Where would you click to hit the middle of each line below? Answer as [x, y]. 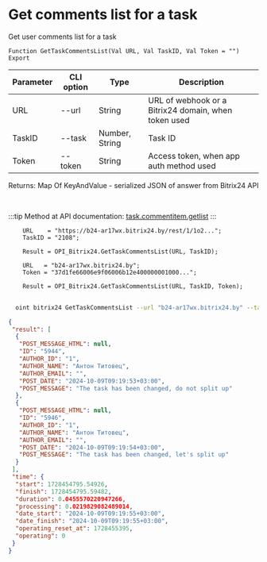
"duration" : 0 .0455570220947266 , [71, 499]
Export [19, 58]
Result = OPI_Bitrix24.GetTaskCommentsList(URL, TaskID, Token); [133, 286]
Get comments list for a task [103, 15]
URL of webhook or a [188, 100]
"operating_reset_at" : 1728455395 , [74, 529]
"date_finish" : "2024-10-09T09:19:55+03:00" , [92, 522]
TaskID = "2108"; [51, 237]
